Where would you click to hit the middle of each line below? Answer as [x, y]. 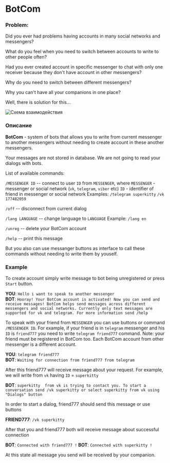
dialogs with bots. [24, 163]
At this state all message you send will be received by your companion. [80, 455]
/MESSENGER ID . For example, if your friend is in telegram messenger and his [85, 328]
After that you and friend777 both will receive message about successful [82, 430]
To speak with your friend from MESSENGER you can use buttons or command [85, 323]
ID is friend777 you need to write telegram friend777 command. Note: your [85, 334]
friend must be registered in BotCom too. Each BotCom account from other [84, 339]
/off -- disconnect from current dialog [46, 208]
